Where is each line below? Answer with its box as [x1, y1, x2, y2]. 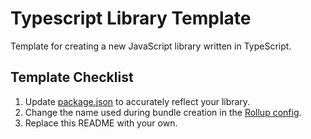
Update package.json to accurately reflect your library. [24, 95, 251, 107]
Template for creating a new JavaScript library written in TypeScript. [10, 40, 292, 52]
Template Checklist [10, 69, 134, 86]
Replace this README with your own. [24, 117, 178, 129]
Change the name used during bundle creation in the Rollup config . [24, 106, 302, 118]
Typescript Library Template [10, 7, 252, 30]
